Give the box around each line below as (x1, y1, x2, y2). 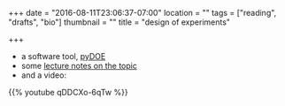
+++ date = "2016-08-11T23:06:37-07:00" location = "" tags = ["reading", (8, 8, 277, 18)
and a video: (20, 70, 67, 80)
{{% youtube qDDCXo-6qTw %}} (8, 87, 129, 97)
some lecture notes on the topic (20, 61, 138, 71)
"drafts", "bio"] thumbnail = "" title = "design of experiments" (8, 17, 231, 27)
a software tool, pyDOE (20, 51, 106, 61)
